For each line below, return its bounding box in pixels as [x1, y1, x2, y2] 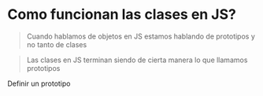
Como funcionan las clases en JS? [7, 6, 237, 24]
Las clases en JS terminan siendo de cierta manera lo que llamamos [26, 55, 248, 65]
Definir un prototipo [7, 79, 71, 88]
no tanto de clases [26, 39, 87, 49]
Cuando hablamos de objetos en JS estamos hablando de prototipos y [26, 31, 255, 41]
